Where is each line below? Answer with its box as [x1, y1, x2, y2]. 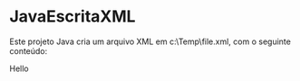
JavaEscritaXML [9, 6, 136, 27]
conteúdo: [9, 45, 48, 56]
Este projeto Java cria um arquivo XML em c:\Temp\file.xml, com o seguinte [9, 36, 292, 47]
